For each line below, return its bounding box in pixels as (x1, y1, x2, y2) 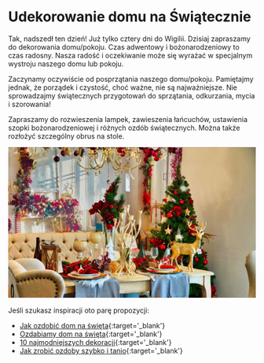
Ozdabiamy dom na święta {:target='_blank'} (19, 329, 163, 339)
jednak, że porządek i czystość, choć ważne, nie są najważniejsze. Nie (8, 83, 237, 92)
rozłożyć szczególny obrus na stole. (8, 131, 125, 141)
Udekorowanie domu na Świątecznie (8, 8, 251, 26)
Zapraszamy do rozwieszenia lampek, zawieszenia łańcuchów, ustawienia (8, 114, 247, 124)
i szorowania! (8, 99, 51, 109)
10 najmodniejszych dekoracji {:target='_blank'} (19, 338, 172, 347)
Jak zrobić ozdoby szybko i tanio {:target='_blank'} (19, 346, 183, 356)
